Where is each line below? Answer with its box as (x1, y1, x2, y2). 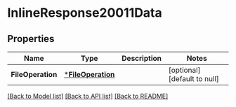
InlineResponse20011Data (7, 5, 163, 21)
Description (122, 54, 162, 63)
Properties (7, 33, 55, 45)
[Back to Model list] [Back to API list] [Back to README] (7, 92, 169, 100)
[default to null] (168, 74, 220, 83)
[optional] (168, 65, 201, 75)
